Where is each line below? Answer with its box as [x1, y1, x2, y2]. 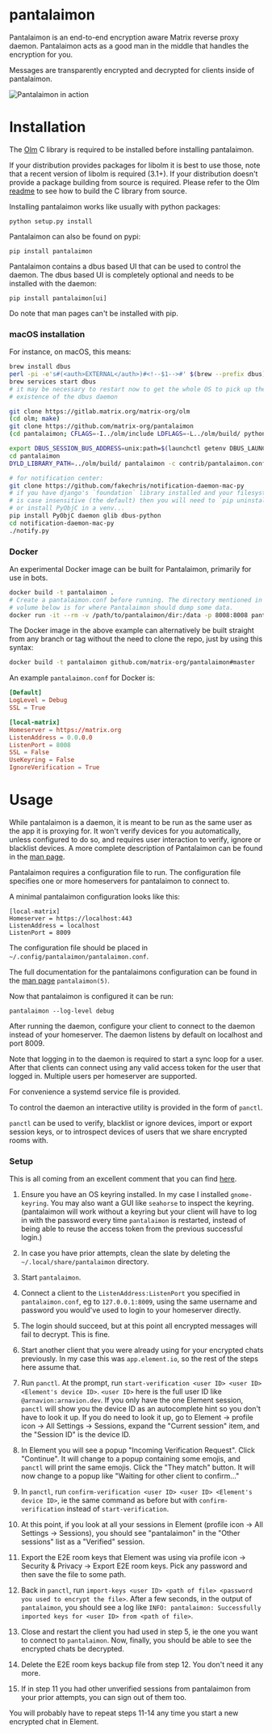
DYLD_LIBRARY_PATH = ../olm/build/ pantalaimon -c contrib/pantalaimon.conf [9, 459, 266, 467]
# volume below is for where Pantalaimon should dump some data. [9, 603, 233, 611]
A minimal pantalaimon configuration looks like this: [9, 892, 181, 902]
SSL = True [9, 704, 46, 713]
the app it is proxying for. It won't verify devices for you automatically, [9, 827, 241, 836]
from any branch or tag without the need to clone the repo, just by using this [9, 634, 263, 644]
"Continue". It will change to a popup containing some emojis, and [20, 1454, 241, 1464]
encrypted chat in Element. [9, 1717, 99, 1727]
